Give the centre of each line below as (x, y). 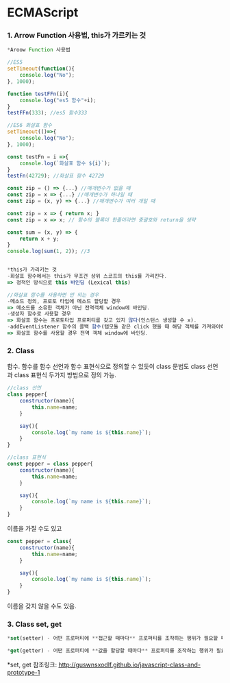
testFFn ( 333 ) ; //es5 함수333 (47, 113)
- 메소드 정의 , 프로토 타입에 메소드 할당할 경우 (64, 301)
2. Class (21, 350)
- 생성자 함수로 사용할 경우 (39, 314)
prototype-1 (24, 673)
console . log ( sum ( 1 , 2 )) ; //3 (49, 252)
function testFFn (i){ (38, 94)
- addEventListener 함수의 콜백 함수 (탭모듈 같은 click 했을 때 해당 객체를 (103, 327)
